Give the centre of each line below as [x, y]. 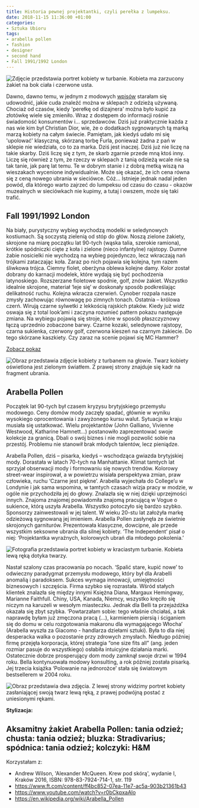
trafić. [13, 197]
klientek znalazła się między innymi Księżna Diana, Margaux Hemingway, [95, 593]
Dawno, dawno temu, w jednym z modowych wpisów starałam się [86, 96]
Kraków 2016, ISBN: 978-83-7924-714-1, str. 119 [73, 779]
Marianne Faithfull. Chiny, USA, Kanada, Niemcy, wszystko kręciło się [91, 599]
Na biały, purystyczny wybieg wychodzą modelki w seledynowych [87, 230]
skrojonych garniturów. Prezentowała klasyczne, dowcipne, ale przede [92, 525]
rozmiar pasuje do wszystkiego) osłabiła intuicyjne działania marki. [87, 649]
